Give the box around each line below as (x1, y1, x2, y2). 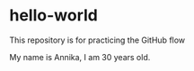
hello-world (9, 5, 99, 26)
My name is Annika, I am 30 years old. (9, 51, 151, 62)
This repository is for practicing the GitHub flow (9, 35, 186, 45)
